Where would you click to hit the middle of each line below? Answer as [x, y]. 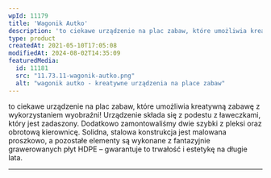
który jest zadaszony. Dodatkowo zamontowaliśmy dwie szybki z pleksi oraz [135, 123]
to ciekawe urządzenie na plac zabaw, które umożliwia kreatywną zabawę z [134, 106]
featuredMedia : [34, 61]
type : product [32, 38]
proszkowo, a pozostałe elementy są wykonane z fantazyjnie [110, 140]
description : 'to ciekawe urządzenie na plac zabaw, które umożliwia [128, 31]
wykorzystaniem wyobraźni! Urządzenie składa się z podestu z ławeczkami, [134, 114]
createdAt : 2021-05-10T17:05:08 [63, 46]
